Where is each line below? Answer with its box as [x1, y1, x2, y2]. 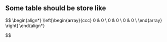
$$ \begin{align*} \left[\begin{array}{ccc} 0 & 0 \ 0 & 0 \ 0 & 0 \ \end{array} [5, 17, 162, 23]
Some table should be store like [5, 4, 106, 12]
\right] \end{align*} [5, 22, 45, 28]
